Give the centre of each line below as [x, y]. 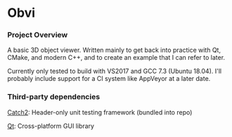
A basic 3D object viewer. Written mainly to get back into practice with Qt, [114, 50]
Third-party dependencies [54, 97]
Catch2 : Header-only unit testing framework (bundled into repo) [100, 112]
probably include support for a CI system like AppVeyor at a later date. [109, 79]
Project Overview [38, 35]
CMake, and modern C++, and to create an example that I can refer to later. [116, 58]
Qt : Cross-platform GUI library [51, 126]
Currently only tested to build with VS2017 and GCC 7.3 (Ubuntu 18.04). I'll [115, 71]
